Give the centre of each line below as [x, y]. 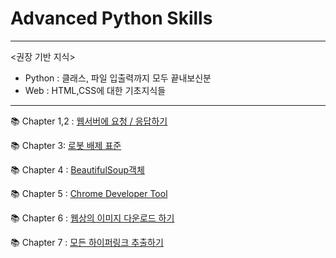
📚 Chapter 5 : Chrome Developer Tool [89, 193]
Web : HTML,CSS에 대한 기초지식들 [95, 90]
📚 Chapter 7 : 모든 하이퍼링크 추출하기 [87, 242]
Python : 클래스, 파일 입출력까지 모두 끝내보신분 [118, 78]
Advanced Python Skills [111, 18]
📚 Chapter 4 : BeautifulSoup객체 [77, 169]
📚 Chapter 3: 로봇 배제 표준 [66, 145]
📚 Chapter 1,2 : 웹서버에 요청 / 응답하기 [89, 121]
